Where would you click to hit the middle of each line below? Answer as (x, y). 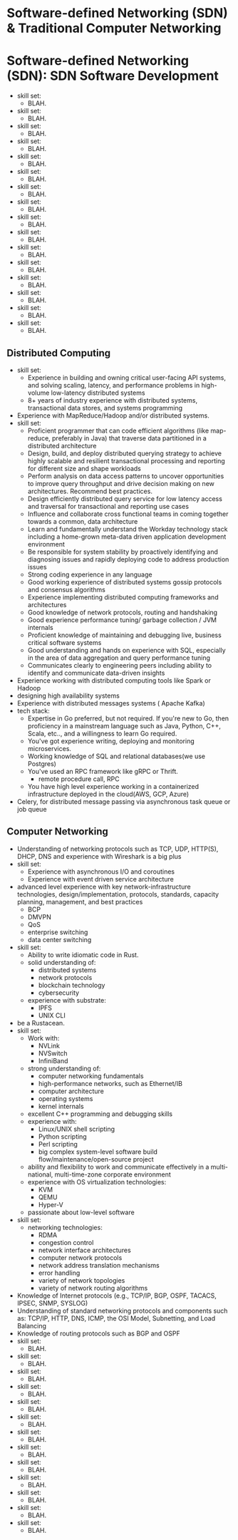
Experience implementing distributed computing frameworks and (123, 597)
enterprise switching (58, 932)
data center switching (59, 939)
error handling (59, 1273)
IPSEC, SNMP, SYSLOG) (52, 1303)
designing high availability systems (68, 696)
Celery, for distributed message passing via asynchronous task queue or (124, 801)
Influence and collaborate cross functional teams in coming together (128, 514)
